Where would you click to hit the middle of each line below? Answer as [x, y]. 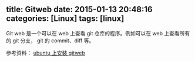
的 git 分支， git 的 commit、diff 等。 [50, 41]
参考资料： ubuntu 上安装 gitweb [46, 53]
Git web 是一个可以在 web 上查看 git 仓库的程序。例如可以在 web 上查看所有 [98, 33]
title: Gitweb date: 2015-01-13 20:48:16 [79, 10]
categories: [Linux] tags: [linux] [65, 19]
